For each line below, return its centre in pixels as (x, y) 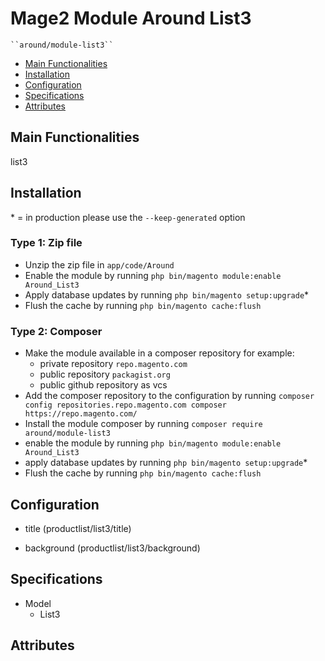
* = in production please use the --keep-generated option (128, 217)
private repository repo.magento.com (113, 364)
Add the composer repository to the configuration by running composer (169, 396)
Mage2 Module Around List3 (131, 18)
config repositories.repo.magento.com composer (125, 405)
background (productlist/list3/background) (112, 548)
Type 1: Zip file (46, 243)
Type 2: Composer (56, 331)
